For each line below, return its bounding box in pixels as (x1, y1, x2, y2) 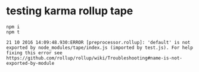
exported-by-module (6, 60, 55, 66)
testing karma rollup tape (6, 4, 133, 18)
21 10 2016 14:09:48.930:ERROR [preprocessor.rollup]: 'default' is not (6, 39, 191, 45)
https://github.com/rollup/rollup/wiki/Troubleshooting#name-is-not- (6, 55, 183, 61)
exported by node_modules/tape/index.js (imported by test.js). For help (6, 45, 194, 51)
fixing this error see (6, 49, 63, 56)
